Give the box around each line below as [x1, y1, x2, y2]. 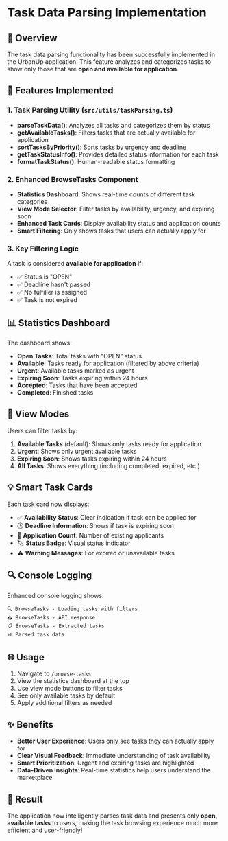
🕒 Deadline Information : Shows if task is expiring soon [16, 521, 175, 529]
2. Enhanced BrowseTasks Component [7, 174, 138, 184]
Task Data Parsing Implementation [7, 5, 207, 21]
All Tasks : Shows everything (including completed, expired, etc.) [16, 461, 200, 470]
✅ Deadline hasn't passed [16, 280, 91, 289]
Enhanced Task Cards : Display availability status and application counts [16, 219, 221, 227]
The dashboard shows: [7, 338, 72, 347]
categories [16, 197, 48, 205]
